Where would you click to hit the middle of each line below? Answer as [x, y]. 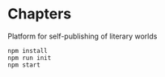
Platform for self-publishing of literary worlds [82, 36]
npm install [27, 51]
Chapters [40, 14]
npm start [24, 65]
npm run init [30, 58]
